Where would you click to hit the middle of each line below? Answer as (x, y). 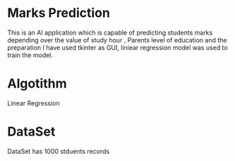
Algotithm (37, 84)
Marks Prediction (59, 13)
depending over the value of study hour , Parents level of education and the (117, 40)
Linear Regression (34, 103)
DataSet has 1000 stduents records (59, 151)
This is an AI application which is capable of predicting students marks (110, 32)
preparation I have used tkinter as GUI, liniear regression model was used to (117, 47)
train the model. (30, 55)
